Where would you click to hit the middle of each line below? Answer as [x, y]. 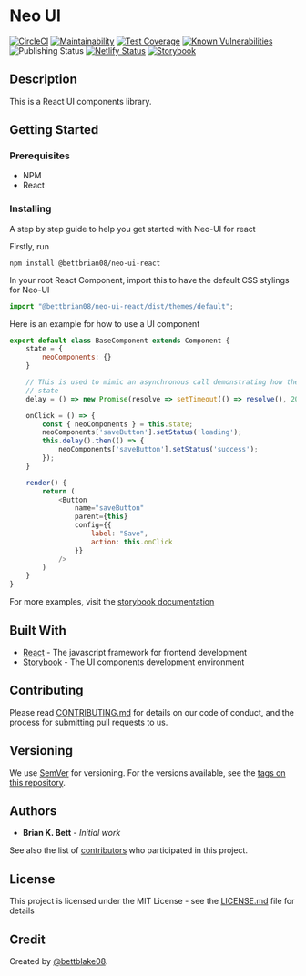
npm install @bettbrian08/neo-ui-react [85, 263]
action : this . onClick [132, 542]
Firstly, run [30, 246]
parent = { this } [101, 517]
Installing [31, 208]
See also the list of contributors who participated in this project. [129, 850]
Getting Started [54, 130]
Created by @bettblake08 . [59, 961]
